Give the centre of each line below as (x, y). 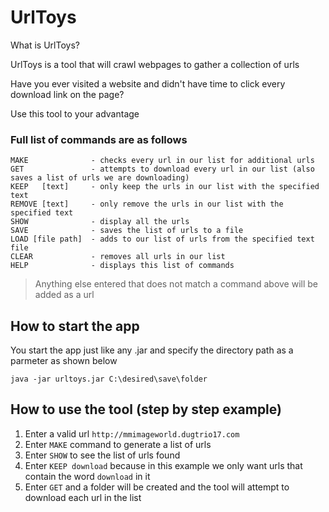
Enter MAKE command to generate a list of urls (118, 444)
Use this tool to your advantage (75, 113)
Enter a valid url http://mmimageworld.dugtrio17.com (132, 433)
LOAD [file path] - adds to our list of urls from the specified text (162, 239)
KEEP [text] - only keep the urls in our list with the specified (165, 187)
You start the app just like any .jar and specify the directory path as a (152, 350)
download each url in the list (83, 497)
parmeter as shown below (64, 361)
